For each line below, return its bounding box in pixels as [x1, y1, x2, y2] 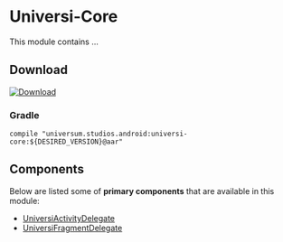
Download [9, 62, 68, 78]
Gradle [9, 108, 40, 121]
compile [9, 129, 39, 139]
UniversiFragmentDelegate [22, 222, 123, 233]
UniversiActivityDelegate [22, 212, 116, 223]
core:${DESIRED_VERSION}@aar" [9, 137, 124, 146]
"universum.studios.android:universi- [42, 129, 188, 139]
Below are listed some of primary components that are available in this [9, 185, 275, 196]
